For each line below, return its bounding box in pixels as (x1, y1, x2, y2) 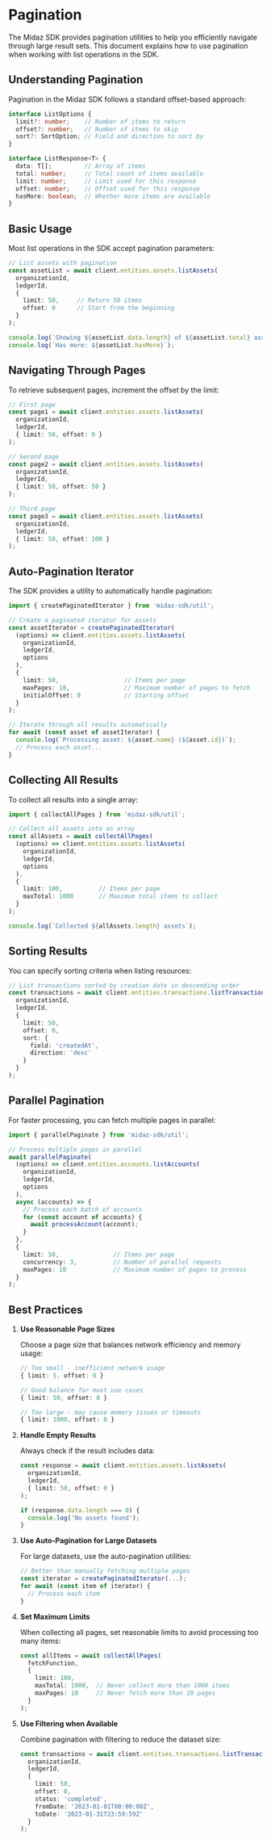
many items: (19, 1636, 61, 1645)
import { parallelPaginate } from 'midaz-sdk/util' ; (8, 1130, 190, 1139)
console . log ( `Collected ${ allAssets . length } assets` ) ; (8, 922, 197, 930)
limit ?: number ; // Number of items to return (15, 117, 186, 126)
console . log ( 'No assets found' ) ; (27, 1514, 140, 1522)
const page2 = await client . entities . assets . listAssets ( (8, 460, 204, 468)
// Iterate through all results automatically (8, 721, 168, 729)
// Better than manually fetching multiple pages (19, 1567, 191, 1575)
